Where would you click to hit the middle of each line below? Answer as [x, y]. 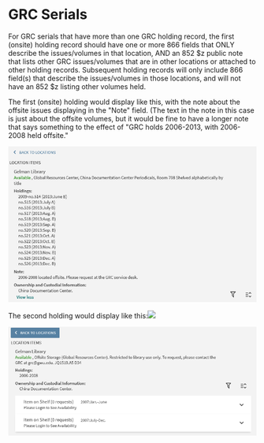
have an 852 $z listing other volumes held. [77, 86]
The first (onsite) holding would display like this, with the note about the [124, 102]
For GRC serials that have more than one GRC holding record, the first [121, 36]
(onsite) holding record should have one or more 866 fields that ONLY [121, 44]
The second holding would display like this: [78, 315]
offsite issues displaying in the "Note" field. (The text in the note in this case [131, 110]
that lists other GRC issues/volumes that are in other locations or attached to [132, 61]
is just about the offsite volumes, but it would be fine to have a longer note [128, 118]
